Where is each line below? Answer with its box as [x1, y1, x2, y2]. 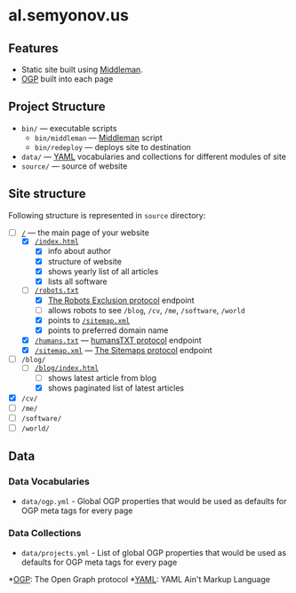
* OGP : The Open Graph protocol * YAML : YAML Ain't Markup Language [8, 573, 270, 584]
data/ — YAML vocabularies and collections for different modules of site [20, 151, 286, 162]
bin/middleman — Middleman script [34, 132, 163, 143]
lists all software [47, 276, 108, 287]
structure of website [47, 256, 122, 266]
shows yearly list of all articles [47, 265, 159, 276]
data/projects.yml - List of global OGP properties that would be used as [20, 547, 286, 557]
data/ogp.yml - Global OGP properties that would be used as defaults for [20, 495, 287, 506]
